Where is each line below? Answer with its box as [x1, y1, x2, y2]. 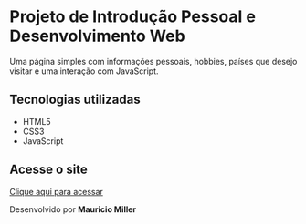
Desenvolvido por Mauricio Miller [9, 203, 137, 215]
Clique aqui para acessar [9, 186, 103, 197]
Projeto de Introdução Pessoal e [9, 6, 256, 27]
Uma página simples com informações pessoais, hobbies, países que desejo [9, 56, 298, 66]
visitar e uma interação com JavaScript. [9, 66, 159, 76]
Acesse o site [9, 162, 89, 178]
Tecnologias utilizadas [9, 92, 141, 107]
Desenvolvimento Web [9, 25, 185, 46]
